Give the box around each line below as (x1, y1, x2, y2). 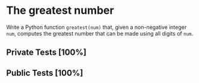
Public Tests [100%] (6, 67, 84, 78)
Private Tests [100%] (6, 48, 87, 58)
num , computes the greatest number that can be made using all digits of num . (6, 29, 194, 37)
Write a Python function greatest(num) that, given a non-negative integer (6, 23, 187, 31)
